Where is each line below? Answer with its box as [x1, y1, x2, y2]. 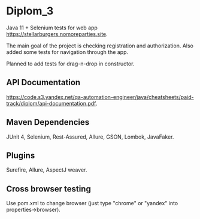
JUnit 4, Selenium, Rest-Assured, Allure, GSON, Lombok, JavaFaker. [6, 133, 174, 140]
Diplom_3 [6, 4, 54, 18]
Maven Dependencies [6, 117, 90, 127]
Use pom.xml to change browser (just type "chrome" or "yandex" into [6, 200, 178, 207]
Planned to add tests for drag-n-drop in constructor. [6, 60, 135, 67]
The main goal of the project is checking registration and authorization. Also [6, 42, 193, 49]
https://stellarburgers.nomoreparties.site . [6, 30, 108, 37]
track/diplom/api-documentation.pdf [6, 100, 96, 107]
